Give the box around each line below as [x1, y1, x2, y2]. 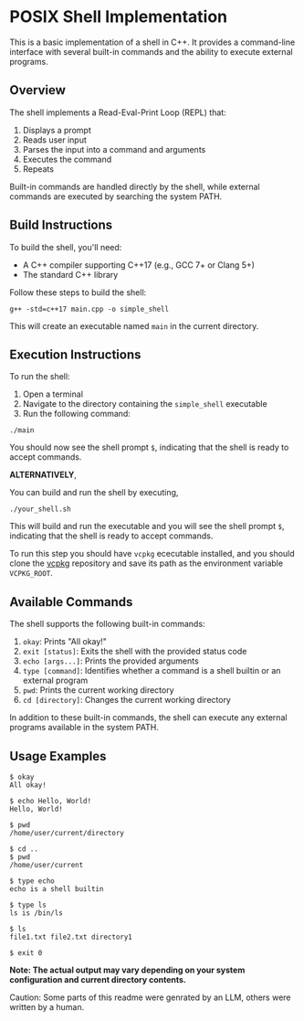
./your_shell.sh [9, 505, 71, 514]
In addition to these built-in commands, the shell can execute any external [9, 712, 288, 723]
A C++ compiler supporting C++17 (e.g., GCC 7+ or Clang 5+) [22, 259, 256, 271]
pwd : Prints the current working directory [22, 685, 175, 696]
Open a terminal [22, 388, 84, 399]
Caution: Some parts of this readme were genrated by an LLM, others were [9, 992, 291, 1003]
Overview [9, 82, 67, 98]
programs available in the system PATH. [9, 722, 160, 733]
